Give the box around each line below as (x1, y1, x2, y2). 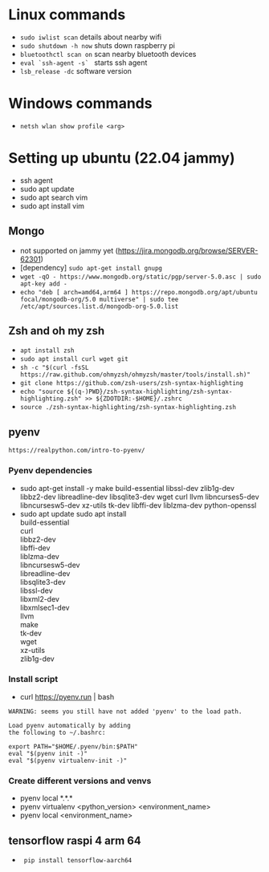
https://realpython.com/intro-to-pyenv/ (8, 447, 146, 455)
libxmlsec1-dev (19, 602, 70, 612)
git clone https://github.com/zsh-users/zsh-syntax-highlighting (19, 379, 243, 387)
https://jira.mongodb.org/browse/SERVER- (117, 245, 259, 255)
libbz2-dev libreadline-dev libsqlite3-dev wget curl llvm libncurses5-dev (19, 492, 259, 501)
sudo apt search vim (19, 193, 88, 202)
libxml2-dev (19, 594, 60, 603)
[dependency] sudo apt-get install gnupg (19, 262, 163, 272)
